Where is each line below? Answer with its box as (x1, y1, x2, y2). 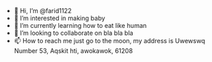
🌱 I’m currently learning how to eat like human (13, 22, 147, 29)
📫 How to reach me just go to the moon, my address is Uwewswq (13, 37, 206, 45)
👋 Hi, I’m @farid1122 (13, 7, 72, 15)
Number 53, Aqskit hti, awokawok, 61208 (13, 47, 133, 55)
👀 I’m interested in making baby (13, 14, 105, 22)
